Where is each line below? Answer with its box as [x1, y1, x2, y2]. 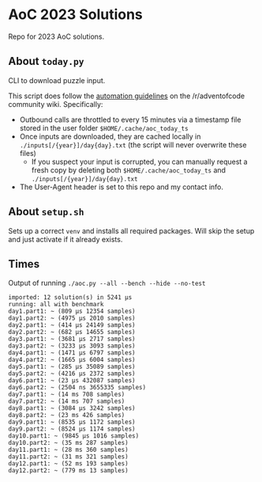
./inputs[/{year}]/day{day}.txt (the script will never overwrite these [19, 140, 247, 150]
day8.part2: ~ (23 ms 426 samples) [8, 412, 125, 419]
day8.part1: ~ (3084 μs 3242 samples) [8, 404, 136, 412]
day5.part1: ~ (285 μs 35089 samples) [8, 362, 136, 371]
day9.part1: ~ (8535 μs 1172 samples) [8, 418, 136, 427]
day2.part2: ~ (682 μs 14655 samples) [8, 328, 136, 336]
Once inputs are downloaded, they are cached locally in [19, 131, 201, 141]
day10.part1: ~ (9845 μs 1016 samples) [8, 432, 140, 440]
